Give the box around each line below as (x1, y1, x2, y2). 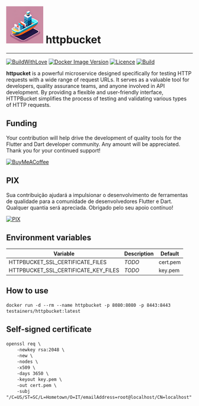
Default (160, 250, 179, 257)
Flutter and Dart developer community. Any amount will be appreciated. (6, 140, 181, 148)
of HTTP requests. (6, 101, 52, 108)
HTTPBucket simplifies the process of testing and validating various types (6, 95, 187, 102)
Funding (6, 119, 37, 129)
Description (124, 250, 154, 257)
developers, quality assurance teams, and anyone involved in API (6, 82, 165, 89)
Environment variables (6, 232, 92, 243)
